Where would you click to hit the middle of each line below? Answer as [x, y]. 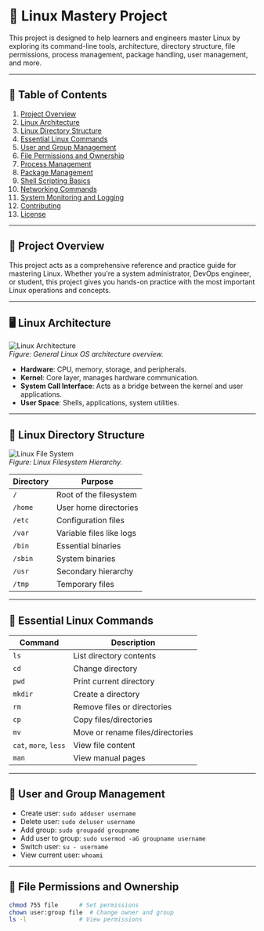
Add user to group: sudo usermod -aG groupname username [113, 838]
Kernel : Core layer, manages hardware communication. [109, 378]
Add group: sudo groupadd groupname [80, 830]
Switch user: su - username [64, 846]
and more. [25, 63]
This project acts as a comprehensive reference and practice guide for [123, 265]
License [33, 214]
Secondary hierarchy [95, 571]
